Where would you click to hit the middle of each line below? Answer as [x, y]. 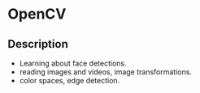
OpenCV [37, 14]
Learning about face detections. [73, 63]
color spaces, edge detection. [70, 80]
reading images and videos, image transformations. [106, 72]
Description [38, 44]
